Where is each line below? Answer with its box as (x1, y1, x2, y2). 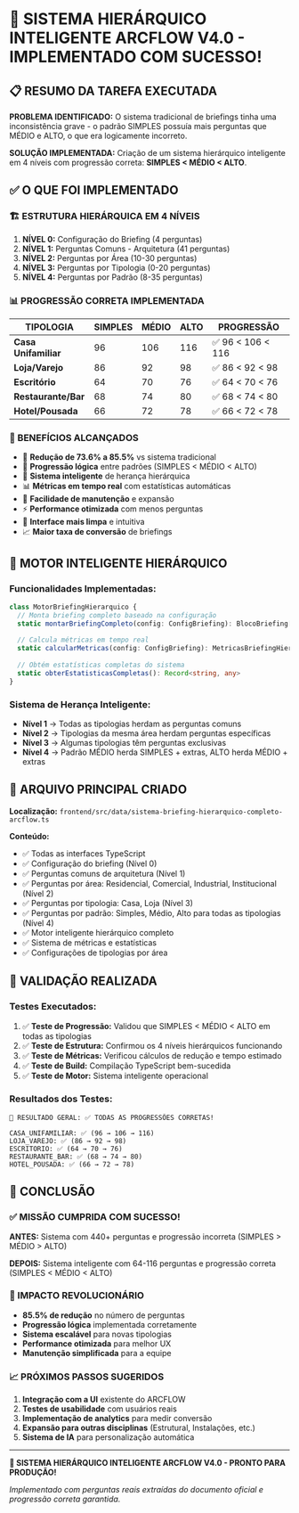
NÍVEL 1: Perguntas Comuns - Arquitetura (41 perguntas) (21, 243, 230, 254)
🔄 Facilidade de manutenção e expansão (21, 494, 175, 504)
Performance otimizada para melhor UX (21, 1337, 172, 1349)
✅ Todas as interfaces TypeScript (21, 847, 146, 859)
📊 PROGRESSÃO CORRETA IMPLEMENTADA (9, 294, 205, 307)
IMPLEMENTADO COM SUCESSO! (9, 47, 263, 67)
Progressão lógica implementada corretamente (21, 1319, 198, 1329)
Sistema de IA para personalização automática (21, 1432, 195, 1443)
